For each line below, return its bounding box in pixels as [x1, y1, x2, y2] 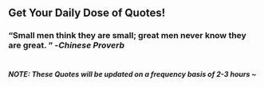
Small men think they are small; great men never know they [12, 30, 247, 41]
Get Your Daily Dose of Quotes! [8, 6, 166, 20]
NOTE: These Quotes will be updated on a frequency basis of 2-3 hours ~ [8, 69, 257, 78]
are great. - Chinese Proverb [8, 40, 125, 51]
